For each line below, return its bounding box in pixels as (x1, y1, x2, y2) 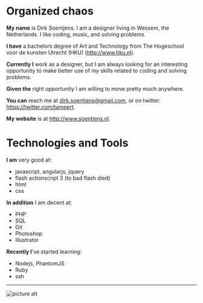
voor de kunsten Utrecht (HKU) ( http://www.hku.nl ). (6, 48, 135, 56)
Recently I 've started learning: (6, 248, 82, 255)
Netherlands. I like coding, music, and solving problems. (6, 30, 146, 37)
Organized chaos (6, 4, 94, 18)
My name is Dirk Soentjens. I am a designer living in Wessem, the (6, 24, 170, 31)
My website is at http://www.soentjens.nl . (6, 115, 111, 122)
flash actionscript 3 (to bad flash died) (14, 174, 111, 181)
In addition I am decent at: (6, 198, 72, 206)
